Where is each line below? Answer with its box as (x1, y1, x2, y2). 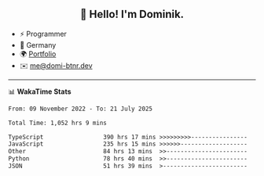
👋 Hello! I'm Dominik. (79, 8, 185, 21)
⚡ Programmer (19, 29, 67, 38)
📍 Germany (19, 40, 57, 49)
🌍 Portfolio (19, 48, 57, 59)
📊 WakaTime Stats (8, 87, 72, 96)
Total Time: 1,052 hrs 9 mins (8, 119, 108, 127)
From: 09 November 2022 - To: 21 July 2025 (8, 105, 153, 113)
